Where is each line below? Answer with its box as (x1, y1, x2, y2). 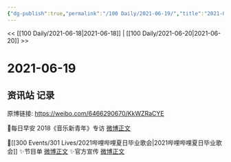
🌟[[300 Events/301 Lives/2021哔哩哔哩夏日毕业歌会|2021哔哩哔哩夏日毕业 (7, 139, 217, 147)
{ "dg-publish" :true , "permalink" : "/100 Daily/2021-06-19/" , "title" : (7, 10, 205, 17)
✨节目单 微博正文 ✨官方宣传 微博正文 (19, 147, 125, 155)
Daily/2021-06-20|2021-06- (142, 29, 221, 37)
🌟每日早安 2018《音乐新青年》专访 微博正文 (7, 123, 131, 132)
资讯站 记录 (7, 90, 55, 101)
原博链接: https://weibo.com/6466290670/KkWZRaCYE (7, 109, 165, 117)
